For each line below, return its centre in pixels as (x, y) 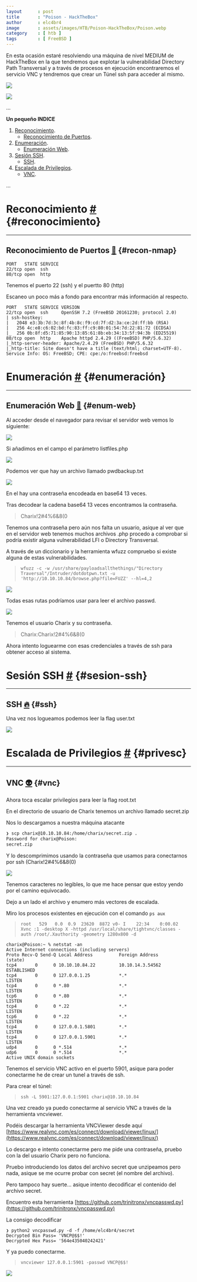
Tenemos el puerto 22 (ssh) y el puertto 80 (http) (65, 285)
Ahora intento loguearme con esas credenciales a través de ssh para (89, 645)
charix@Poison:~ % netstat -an (44, 944)
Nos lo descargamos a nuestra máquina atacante (65, 822)
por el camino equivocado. (38, 890)
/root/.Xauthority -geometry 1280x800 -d (85, 934)
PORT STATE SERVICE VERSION (43, 307)
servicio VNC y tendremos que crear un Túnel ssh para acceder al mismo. (95, 74)
